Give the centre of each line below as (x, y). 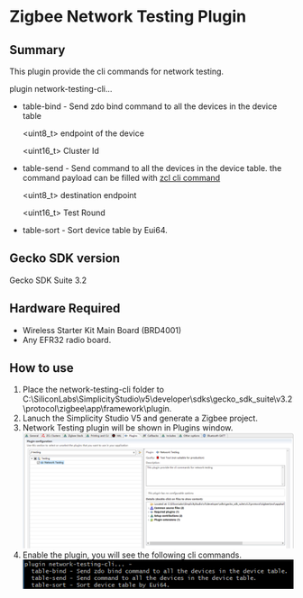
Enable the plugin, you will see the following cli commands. (132, 555)
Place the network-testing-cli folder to (93, 390)
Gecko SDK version (64, 258)
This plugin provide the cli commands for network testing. (116, 71)
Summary (37, 50)
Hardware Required (65, 308)
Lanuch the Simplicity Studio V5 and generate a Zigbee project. (140, 418)
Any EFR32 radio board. (67, 340)
